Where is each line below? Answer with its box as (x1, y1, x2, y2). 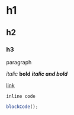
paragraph (6, 58, 32, 66)
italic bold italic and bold (6, 70, 68, 77)
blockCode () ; (6, 104, 38, 110)
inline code (6, 93, 36, 99)
